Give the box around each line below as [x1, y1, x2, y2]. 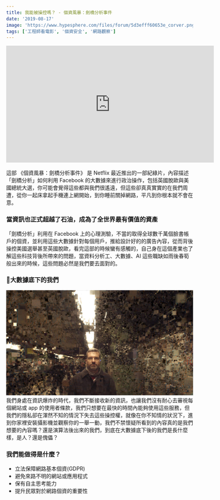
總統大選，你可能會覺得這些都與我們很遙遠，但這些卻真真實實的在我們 [11, 184, 183, 191]
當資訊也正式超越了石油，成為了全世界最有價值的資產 [6, 216, 158, 224]
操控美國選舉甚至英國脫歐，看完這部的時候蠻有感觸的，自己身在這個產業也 [6, 245, 188, 252]
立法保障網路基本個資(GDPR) [14, 465, 85, 472]
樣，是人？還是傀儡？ [6, 434, 58, 441]
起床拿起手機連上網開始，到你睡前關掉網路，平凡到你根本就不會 [31, 192, 188, 199]
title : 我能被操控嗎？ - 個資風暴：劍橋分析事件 [6, 10, 113, 15]
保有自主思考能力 [14, 480, 57, 487]
